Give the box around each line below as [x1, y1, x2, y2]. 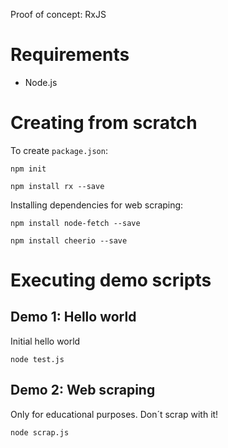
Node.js [24, 76, 58, 88]
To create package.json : [10, 144, 108, 156]
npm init [10, 164, 47, 174]
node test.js [10, 354, 65, 364]
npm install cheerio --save [10, 235, 128, 246]
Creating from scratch [10, 112, 198, 134]
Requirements [10, 44, 130, 66]
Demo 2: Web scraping [10, 382, 156, 399]
